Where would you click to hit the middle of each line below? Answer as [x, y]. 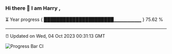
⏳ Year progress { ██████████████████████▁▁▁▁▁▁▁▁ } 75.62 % [84, 19]
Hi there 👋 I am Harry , [33, 8]
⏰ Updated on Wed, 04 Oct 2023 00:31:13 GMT [55, 36]
